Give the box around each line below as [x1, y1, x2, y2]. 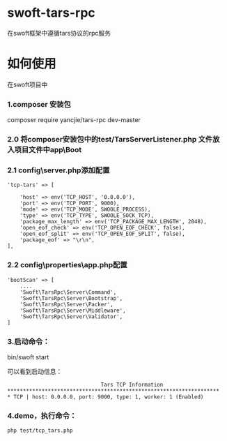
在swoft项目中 [7, 80, 48, 89]
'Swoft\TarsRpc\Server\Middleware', [19, 307, 127, 314]
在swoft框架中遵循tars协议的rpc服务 [7, 29, 111, 37]
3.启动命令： [7, 336, 50, 346]
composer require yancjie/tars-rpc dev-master [7, 116, 141, 124]
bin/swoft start [7, 352, 49, 361]
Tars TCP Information [100, 381, 164, 388]
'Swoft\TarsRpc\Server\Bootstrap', [19, 294, 123, 301]
